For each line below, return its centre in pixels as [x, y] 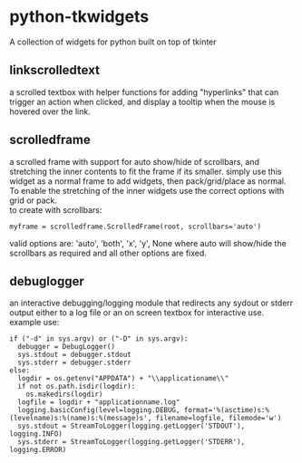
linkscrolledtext [54, 70]
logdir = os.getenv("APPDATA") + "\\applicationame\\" [123, 379]
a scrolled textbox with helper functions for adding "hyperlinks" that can [144, 92]
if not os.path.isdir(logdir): [77, 387]
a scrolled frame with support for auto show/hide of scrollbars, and [135, 161]
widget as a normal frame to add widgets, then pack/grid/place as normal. [148, 181]
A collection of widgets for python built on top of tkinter [113, 42]
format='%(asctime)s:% [227, 410]
